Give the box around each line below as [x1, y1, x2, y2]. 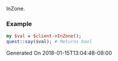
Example [6, 20, 32, 28]
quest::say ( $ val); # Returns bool [6, 38, 93, 45]
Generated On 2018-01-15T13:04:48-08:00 [6, 50, 112, 57]
